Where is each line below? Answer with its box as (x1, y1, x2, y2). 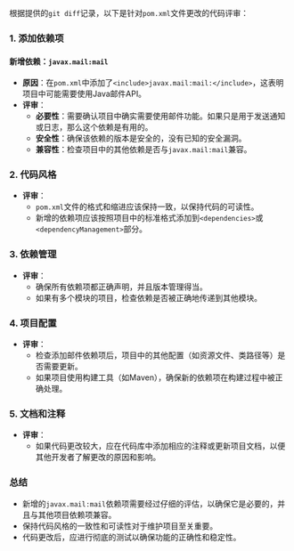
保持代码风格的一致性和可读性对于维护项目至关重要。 (21, 520, 218, 531)
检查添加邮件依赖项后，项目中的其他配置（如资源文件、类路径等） (35, 350, 278, 361)
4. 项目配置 (9, 317, 57, 329)
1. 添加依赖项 (9, 32, 64, 45)
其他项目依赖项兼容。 (37, 509, 117, 520)
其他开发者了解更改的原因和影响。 (35, 452, 161, 463)
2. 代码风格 (9, 168, 57, 181)
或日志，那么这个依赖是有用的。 (35, 122, 153, 133)
